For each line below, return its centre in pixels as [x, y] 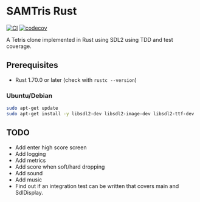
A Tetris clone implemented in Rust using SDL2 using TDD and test [90, 39]
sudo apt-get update [33, 108]
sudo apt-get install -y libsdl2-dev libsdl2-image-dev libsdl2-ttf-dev [100, 113]
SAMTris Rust [42, 11]
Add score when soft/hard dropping [60, 167]
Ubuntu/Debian [29, 95]
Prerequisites [32, 65]
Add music [29, 180]
